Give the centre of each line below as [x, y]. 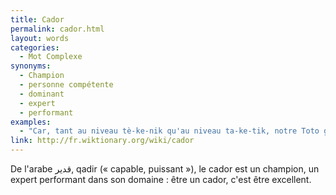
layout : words [40, 38]
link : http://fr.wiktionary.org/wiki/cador [102, 141]
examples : [31, 122]
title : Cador [37, 19]
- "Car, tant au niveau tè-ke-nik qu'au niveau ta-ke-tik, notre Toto [169, 131]
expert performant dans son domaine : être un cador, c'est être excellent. [161, 179]
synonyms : [31, 66]
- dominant [42, 94]
